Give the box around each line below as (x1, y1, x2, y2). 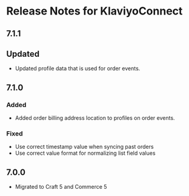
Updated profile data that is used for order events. (15, 65, 141, 72)
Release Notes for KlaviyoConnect (6, 4, 183, 18)
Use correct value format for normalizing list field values (15, 149, 156, 157)
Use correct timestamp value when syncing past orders (15, 143, 154, 151)
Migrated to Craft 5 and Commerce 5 (15, 183, 107, 191)
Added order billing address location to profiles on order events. (15, 114, 175, 122)
